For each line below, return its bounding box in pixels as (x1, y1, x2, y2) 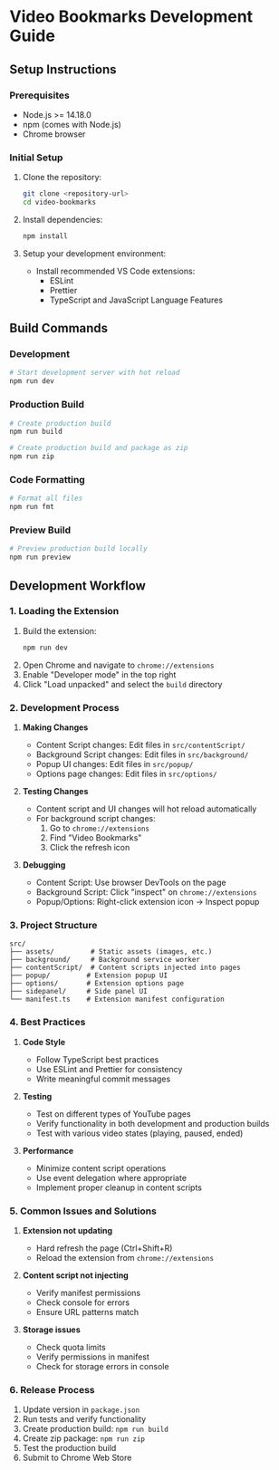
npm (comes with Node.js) (22, 119, 122, 130)
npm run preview (9, 552, 71, 562)
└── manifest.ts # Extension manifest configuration (9, 994, 225, 1004)
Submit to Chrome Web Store (22, 1452, 132, 1464)
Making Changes (22, 722, 89, 733)
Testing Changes (22, 785, 89, 796)
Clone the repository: (22, 172, 102, 183)
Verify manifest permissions (35, 1287, 141, 1298)
